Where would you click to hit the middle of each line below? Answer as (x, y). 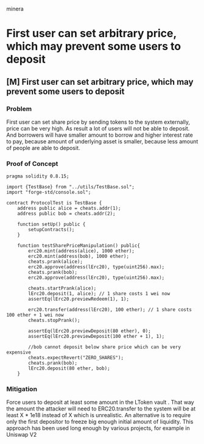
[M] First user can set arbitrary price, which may (100, 82)
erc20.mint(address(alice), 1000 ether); (82, 251)
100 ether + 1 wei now (35, 315)
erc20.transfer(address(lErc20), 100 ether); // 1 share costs (110, 310)
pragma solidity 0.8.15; (38, 176)
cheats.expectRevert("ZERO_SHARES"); (76, 358)
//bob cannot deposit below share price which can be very (105, 347)
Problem (19, 109)
